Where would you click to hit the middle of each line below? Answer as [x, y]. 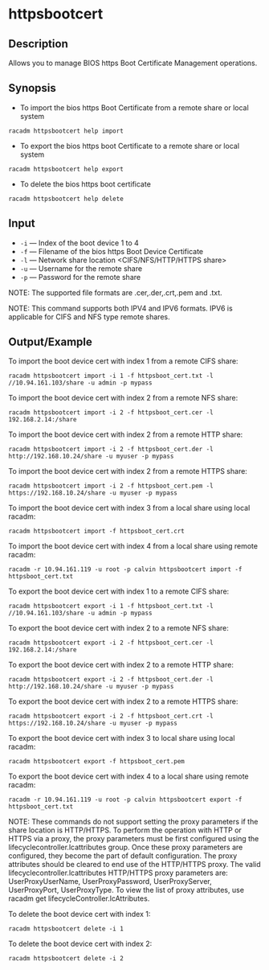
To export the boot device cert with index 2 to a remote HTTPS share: [123, 701]
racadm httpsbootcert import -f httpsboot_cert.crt [96, 532]
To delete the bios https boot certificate [85, 184]
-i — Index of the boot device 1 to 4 [79, 243]
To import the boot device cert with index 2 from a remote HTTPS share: [128, 471]
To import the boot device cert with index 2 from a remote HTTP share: [126, 434]
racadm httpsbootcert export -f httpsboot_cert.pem [96, 762]
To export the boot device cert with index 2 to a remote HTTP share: [121, 665]
